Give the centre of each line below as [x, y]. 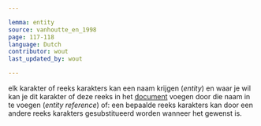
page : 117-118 [32, 37]
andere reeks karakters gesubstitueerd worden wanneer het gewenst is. [125, 113]
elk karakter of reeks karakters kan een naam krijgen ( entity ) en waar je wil [129, 88]
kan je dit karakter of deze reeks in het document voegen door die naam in [129, 96]
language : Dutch [35, 44]
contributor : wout [38, 52]
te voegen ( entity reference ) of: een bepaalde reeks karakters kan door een [131, 105]
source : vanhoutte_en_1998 [52, 30]
